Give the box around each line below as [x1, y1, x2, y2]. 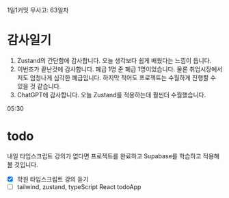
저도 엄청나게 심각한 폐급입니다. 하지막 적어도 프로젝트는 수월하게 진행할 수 [16, 73, 217, 82]
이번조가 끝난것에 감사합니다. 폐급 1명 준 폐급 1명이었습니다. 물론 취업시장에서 [16, 64, 223, 73]
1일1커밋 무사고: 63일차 [7, 6, 69, 14]
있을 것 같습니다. [16, 82, 62, 90]
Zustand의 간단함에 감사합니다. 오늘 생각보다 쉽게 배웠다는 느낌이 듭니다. [16, 56, 212, 64]
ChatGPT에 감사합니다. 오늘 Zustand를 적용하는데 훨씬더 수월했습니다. [16, 90, 206, 99]
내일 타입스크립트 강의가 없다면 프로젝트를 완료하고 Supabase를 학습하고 [7, 151, 202, 160]
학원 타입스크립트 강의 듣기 [16, 175, 89, 183]
